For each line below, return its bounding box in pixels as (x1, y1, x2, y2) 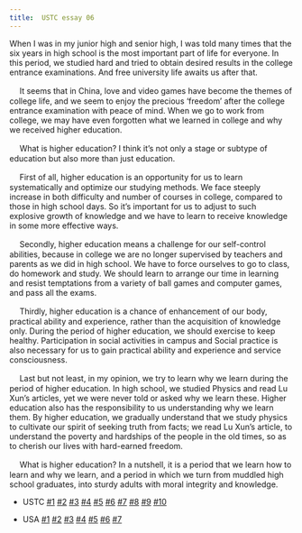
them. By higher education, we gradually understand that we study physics (9, 411, 288, 422)
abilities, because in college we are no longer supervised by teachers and (9, 249, 283, 260)
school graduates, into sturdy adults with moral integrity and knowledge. (9, 479, 279, 490)
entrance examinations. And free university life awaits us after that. (9, 67, 259, 78)
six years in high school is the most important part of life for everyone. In (9, 47, 279, 59)
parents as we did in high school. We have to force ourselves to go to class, (9, 258, 290, 269)
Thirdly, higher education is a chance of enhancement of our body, (19, 306, 268, 317)
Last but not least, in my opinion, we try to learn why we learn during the (19, 372, 288, 383)
